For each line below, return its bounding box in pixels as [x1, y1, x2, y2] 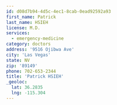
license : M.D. [6, 24, 41, 31]
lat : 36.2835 [11, 85, 43, 90]
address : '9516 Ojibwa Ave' [6, 47, 75, 52]
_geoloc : [6, 79, 27, 85]
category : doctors [6, 41, 51, 47]
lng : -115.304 [11, 90, 46, 96]
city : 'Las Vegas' [6, 52, 51, 58]
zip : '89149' [6, 62, 38, 69]
